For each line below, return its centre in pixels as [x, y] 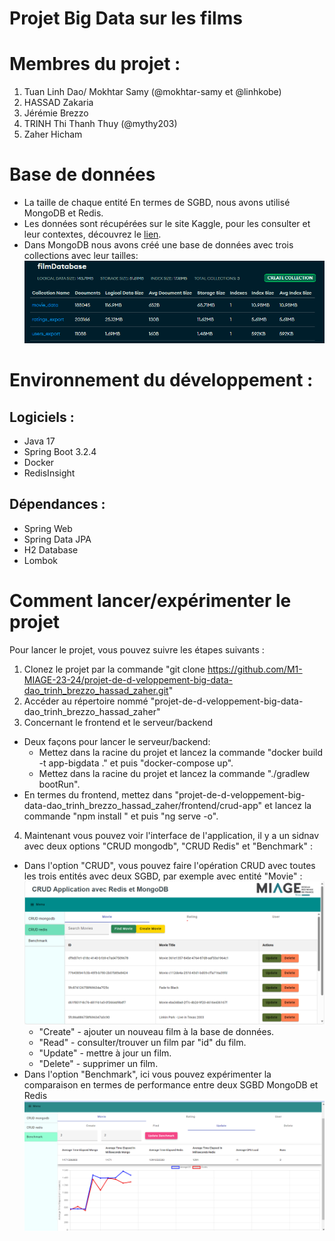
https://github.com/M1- [255, 669]
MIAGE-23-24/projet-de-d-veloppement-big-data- [128, 679]
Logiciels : [42, 417]
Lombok [41, 560]
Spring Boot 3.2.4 [60, 452]
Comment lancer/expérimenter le [150, 601]
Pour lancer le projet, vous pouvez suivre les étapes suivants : [137, 649]
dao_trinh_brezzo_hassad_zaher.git [96, 690]
